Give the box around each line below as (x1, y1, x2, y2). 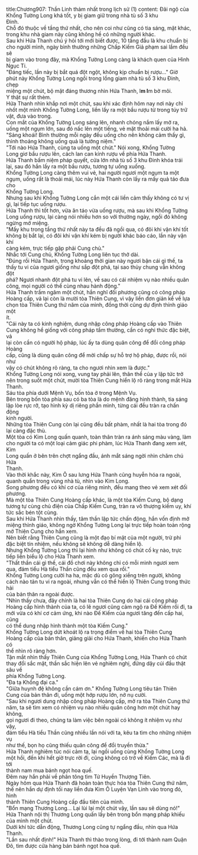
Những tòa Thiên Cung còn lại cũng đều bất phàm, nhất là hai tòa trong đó (6, 421, 187, 427)
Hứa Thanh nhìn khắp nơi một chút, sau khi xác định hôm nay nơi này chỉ (6, 100, 183, 107)
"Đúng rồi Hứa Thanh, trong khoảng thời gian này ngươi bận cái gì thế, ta (6, 258, 183, 264)
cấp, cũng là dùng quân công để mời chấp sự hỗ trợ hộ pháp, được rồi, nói (6, 352, 187, 358)
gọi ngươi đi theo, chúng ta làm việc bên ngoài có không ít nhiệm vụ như (6, 716, 182, 724)
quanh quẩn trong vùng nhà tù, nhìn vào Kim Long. (6, 477, 130, 484)
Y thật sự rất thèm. (6, 94, 51, 101)
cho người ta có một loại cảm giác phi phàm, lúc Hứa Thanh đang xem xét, (6, 440, 187, 446)
